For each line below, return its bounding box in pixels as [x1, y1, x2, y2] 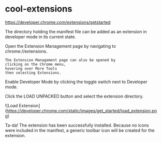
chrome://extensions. [5, 48, 47, 54]
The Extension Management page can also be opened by [5, 57, 116, 62]
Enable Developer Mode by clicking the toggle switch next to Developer [5, 79, 147, 85]
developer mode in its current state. [5, 34, 76, 40]
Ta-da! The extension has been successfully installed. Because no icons [5, 122, 149, 128]
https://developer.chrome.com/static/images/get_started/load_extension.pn [6, 108, 157, 114]
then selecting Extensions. [5, 70, 62, 75]
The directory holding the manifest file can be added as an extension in [5, 28, 147, 34]
